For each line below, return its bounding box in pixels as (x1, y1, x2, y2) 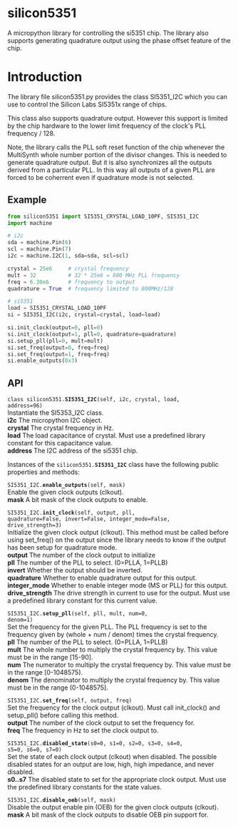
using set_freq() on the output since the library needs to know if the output (7, 535, 227, 544)
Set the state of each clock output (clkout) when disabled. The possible (7, 752, 217, 761)
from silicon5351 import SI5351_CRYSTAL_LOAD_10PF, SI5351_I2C (7, 213, 200, 220)
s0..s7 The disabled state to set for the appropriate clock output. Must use (7, 775, 227, 784)
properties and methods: (7, 468, 81, 476)
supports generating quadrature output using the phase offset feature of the (7, 36, 232, 44)
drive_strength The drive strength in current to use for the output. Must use (7, 589, 230, 598)
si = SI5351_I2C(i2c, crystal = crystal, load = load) (7, 311, 161, 318)
